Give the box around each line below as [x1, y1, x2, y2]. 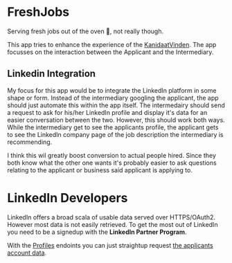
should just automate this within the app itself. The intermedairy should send [7, 101, 225, 109]
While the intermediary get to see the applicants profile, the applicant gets [7, 123, 219, 131]
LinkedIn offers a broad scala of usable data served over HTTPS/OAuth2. [7, 212, 216, 221]
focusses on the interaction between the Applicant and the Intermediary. [7, 48, 214, 56]
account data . [7, 248, 47, 257]
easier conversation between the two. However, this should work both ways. [7, 116, 225, 124]
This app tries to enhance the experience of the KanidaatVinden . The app [7, 40, 217, 48]
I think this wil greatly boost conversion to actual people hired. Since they [7, 151, 217, 159]
